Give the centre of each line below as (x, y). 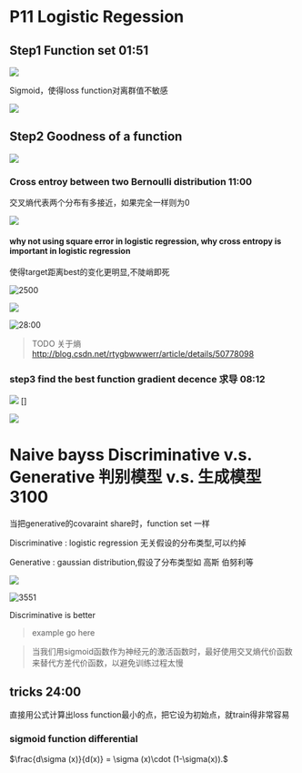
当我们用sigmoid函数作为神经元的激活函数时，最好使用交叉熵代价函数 (162, 651)
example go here (63, 632)
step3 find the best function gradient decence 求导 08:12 (137, 380)
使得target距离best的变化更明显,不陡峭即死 (90, 272)
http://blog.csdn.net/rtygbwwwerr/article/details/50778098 (143, 354)
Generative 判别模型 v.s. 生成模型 (136, 477)
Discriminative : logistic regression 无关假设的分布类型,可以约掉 (128, 543)
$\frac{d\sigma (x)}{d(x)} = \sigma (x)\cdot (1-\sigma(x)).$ (119, 758)
